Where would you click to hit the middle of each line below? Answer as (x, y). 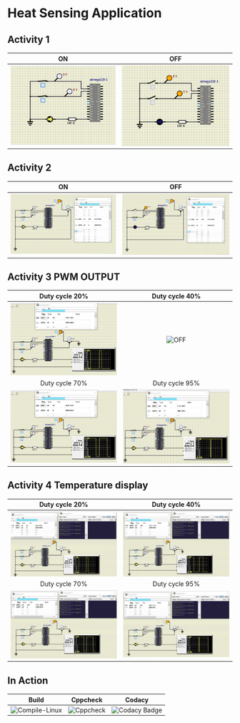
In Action (28, 681)
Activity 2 (30, 168)
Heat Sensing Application (85, 13)
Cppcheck (87, 699)
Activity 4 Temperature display (78, 486)
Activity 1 (29, 40)
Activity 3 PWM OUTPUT (64, 277)
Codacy (137, 699)
